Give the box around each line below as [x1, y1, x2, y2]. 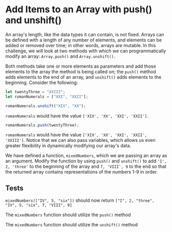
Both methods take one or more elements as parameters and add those [5, 63, 157, 69]
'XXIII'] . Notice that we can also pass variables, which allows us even [5, 137, 156, 143]
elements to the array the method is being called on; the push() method [5, 68, 157, 75]
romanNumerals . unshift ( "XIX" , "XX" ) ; [5, 103, 86, 109]
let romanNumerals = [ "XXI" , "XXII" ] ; [5, 94, 88, 99]
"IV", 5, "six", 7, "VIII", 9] [5, 203, 72, 208]
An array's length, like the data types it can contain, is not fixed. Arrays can [5, 31, 164, 37]
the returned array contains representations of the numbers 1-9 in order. [5, 169, 158, 175]
